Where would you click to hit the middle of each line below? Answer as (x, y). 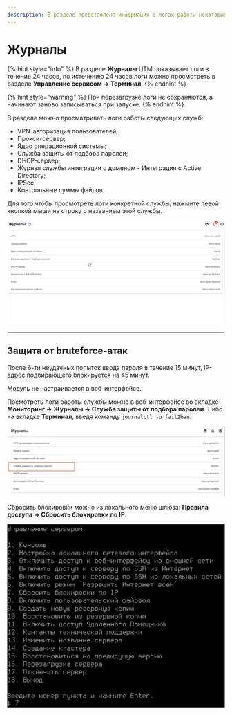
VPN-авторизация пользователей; (68, 131)
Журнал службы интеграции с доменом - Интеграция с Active (109, 168)
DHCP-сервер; (39, 160)
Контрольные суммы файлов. (61, 189)
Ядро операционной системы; (62, 146)
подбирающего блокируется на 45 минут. (88, 375)
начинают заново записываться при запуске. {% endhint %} (96, 104)
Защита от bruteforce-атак (68, 351)
